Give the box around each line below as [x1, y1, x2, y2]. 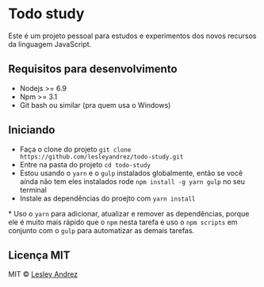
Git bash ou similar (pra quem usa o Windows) [19, 100, 171, 109]
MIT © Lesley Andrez [8, 270, 78, 279]
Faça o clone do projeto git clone [19, 144, 132, 154]
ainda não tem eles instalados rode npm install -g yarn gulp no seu [19, 176, 246, 186]
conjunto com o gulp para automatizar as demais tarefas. [8, 225, 195, 235]
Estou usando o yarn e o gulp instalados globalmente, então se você [19, 168, 243, 178]
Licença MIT [8, 248, 71, 262]
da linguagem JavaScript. [8, 39, 92, 48]
